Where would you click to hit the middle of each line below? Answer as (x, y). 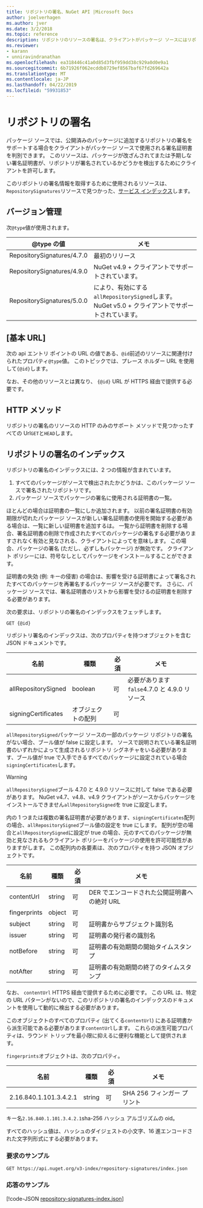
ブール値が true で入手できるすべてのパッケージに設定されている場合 (101, 758)
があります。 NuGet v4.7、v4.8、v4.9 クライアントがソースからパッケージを (101, 797)
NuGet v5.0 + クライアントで (134, 305)
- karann (17, 51)
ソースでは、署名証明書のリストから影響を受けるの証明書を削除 (108, 592)
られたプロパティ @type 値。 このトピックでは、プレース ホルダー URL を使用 (100, 361)
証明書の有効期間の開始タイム (131, 947)
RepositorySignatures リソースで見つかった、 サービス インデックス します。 (100, 190)
